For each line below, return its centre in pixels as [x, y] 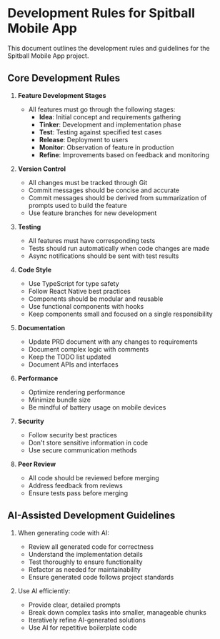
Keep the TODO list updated [70, 357]
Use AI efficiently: [44, 590]
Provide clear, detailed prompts [74, 605]
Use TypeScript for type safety [74, 283]
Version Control [42, 169]
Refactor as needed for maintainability [85, 569]
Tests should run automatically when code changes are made [119, 248]
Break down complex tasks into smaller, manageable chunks [117, 612]
